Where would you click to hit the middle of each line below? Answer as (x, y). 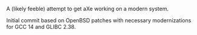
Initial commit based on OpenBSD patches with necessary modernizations (99, 20)
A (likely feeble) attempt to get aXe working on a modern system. (87, 9)
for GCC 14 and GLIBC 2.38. (41, 27)
